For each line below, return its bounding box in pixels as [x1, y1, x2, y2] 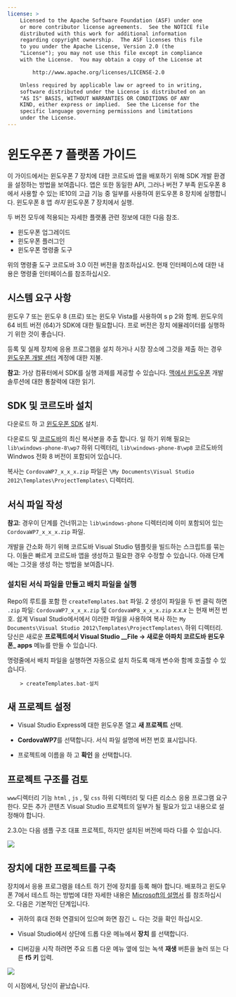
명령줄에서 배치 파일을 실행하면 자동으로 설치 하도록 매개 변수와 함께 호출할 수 [7, 656, 219, 664]
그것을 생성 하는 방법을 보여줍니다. [20, 560, 114, 569]
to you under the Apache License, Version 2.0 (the [20, 43, 174, 50]
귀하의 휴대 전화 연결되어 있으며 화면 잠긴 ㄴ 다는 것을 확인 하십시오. [17, 914, 203, 923]
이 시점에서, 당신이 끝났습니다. [7, 981, 90, 990]
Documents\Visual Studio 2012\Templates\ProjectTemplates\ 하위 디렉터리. [7, 623, 223, 631]
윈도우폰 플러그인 [17, 237, 65, 245]
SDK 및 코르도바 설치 [7, 400, 93, 412]
